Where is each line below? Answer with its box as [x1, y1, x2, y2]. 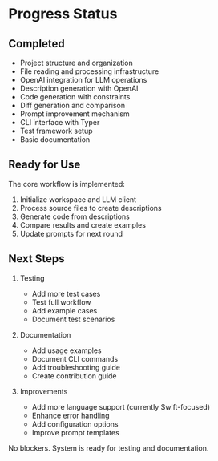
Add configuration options [31, 419, 119, 429]
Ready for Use [8, 158, 81, 172]
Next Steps [8, 252, 65, 265]
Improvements [19, 386, 68, 396]
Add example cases [31, 305, 98, 315]
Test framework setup [19, 126, 93, 135]
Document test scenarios [31, 314, 115, 324]
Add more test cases [31, 289, 101, 298]
